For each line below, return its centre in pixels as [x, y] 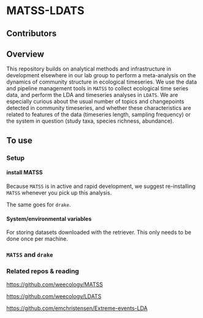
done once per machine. [37, 239]
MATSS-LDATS [45, 11]
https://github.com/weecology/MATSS [55, 285]
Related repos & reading [43, 271]
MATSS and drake [30, 255]
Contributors [32, 33]
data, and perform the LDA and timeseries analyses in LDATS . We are [92, 95]
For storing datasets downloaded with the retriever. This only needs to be [99, 232]
